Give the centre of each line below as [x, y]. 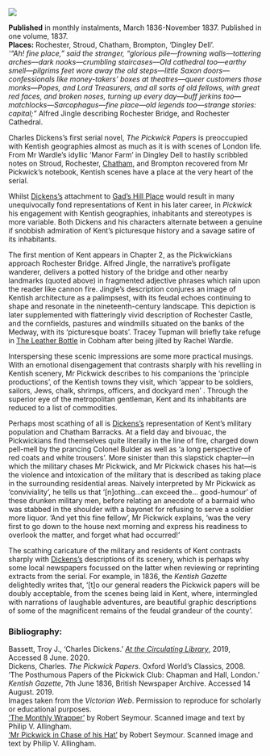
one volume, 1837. [38, 36]
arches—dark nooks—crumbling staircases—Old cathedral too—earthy [127, 62]
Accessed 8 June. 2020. [49, 657]
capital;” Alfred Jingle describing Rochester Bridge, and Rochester [119, 113]
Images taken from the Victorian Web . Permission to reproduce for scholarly [135, 701]
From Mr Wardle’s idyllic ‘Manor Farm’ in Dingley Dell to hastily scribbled [128, 155]
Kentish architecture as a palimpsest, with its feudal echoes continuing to [130, 298]
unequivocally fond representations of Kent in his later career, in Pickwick [130, 205]
